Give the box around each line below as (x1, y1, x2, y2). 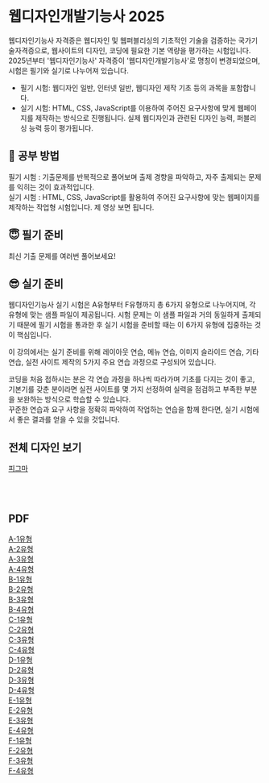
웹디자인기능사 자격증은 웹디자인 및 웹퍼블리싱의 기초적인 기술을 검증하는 (8, 35, 237, 45)
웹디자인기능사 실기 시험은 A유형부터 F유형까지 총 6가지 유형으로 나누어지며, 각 (8, 300, 256, 310)
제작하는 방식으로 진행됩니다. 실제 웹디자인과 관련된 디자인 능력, (35, 113, 235, 123)
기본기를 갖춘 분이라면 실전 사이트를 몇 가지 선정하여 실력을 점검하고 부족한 (8, 385, 243, 394)
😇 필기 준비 (8, 228, 64, 242)
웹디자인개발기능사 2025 (8, 7, 165, 26)
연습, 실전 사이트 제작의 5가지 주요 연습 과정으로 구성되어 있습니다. (8, 357, 217, 367)
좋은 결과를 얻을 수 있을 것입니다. (16, 414, 120, 424)
